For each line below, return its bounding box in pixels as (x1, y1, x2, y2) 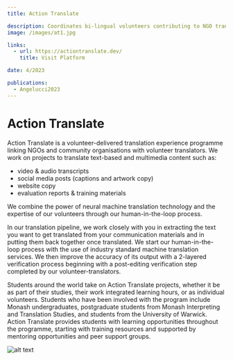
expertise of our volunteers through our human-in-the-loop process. (7, 209, 202, 218)
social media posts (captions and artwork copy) (17, 174, 154, 182)
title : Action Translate (7, 10, 79, 17)
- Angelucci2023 (13, 86, 60, 93)
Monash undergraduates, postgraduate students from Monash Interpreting (7, 303, 221, 311)
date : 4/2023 (7, 67, 45, 74)
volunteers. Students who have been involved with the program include (7, 295, 211, 303)
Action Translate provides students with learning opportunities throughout (7, 317, 218, 325)
